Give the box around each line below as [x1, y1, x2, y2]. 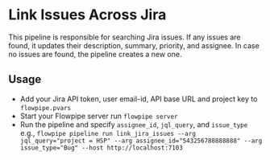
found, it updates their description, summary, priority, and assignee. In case [8, 40, 260, 50]
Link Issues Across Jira [8, 6, 167, 24]
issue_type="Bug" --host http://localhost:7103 [19, 143, 183, 152]
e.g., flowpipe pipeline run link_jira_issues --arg [19, 128, 196, 137]
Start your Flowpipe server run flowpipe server [19, 111, 178, 121]
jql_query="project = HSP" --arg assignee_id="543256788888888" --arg [19, 137, 263, 145]
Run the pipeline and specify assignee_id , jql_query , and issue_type [19, 119, 248, 129]
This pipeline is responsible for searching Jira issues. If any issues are [8, 32, 241, 42]
